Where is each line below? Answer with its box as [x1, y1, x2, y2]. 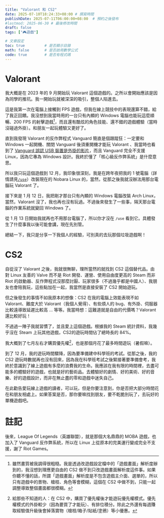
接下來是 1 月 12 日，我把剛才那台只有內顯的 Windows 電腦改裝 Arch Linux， [5, 193, 158, 199]
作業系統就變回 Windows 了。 [13, 205, 73, 211]
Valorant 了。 [14, 183, 41, 188]
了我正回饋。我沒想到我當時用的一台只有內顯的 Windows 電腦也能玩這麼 [5, 113, 150, 119]
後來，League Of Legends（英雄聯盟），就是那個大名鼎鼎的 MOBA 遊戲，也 [5, 433, 156, 439]
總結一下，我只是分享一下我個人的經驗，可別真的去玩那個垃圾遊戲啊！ [5, 232, 146, 238]
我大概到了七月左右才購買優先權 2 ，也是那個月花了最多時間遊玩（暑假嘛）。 [5, 339, 155, 346]
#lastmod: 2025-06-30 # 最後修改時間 [5, 21, 77, 26]
